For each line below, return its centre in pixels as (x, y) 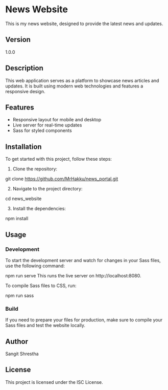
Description (24, 68)
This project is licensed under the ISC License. (54, 382)
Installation (23, 147)
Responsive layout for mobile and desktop (57, 120)
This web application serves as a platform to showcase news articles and (82, 80)
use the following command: (35, 266)
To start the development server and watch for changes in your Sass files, (83, 260)
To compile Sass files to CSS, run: (41, 286)
